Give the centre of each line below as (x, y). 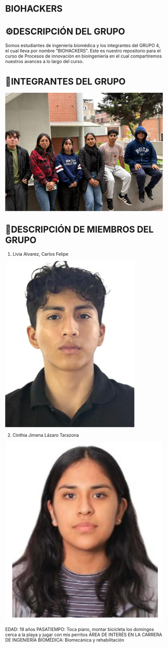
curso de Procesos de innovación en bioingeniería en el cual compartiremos (83, 56)
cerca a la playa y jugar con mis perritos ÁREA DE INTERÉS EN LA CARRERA (84, 634)
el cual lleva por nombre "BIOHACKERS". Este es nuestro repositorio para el (83, 51)
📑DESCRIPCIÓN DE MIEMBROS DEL (79, 229)
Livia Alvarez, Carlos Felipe (40, 254)
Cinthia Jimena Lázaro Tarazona (45, 435)
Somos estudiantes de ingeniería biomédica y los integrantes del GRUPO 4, (83, 46)
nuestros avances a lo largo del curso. (44, 62)
